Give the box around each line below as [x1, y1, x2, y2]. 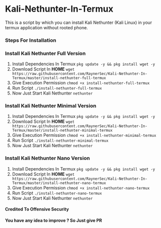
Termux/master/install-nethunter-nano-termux [12, 180, 106, 186]
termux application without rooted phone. [5, 24, 89, 30]
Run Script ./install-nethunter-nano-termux [12, 190, 102, 196]
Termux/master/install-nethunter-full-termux [12, 76, 106, 81]
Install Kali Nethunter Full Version [5, 50, 86, 57]
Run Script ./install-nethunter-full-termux [12, 85, 102, 91]
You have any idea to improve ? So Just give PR [5, 217, 102, 223]
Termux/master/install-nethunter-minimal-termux [12, 128, 113, 133]
